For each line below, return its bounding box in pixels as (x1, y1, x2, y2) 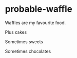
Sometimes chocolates (5, 48, 51, 54)
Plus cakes (5, 29, 27, 35)
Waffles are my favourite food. (5, 20, 66, 26)
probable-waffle (5, 3, 73, 15)
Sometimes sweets (5, 38, 43, 45)
